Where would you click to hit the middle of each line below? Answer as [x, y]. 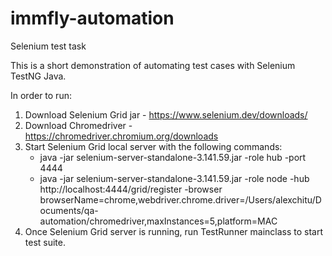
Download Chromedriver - [78, 125]
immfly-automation [92, 18]
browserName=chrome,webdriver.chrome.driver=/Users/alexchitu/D [180, 199]
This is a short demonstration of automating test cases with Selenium [153, 65]
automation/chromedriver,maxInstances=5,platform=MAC [158, 221]
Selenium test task [48, 46]
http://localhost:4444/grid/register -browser [131, 189]
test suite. [45, 242]
